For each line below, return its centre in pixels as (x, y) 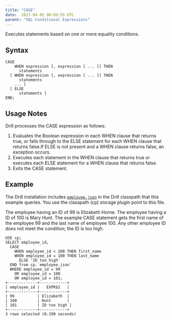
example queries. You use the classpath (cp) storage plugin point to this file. (85, 202)
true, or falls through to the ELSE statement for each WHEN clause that (87, 141)
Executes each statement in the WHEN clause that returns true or (81, 157)
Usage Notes (26, 113)
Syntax (17, 50)
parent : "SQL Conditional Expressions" (48, 19)
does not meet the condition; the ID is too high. (55, 228)
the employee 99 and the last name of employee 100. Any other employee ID (86, 223)
